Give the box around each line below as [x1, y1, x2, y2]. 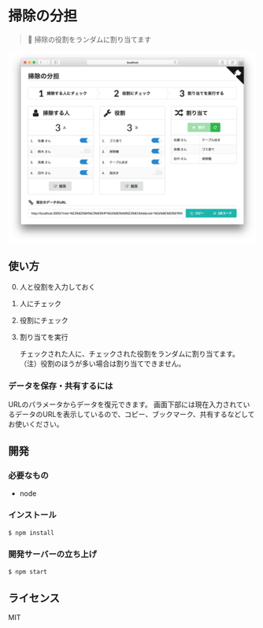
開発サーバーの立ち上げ [8, 549, 97, 560]
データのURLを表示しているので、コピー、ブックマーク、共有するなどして [14, 409, 255, 419]
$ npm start [8, 568, 47, 576]
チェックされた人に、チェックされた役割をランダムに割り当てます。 [19, 349, 240, 358]
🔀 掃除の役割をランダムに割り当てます [27, 35, 152, 44]
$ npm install [8, 529, 55, 537]
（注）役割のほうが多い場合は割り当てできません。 [19, 359, 186, 368]
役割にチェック [19, 316, 69, 325]
